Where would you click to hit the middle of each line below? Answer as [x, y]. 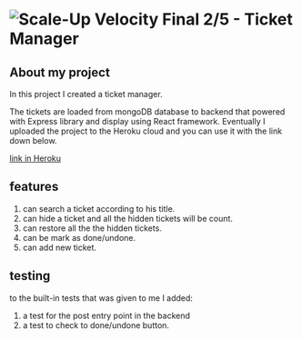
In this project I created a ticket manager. [86, 94]
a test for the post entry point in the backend [106, 315]
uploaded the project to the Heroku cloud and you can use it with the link [146, 131]
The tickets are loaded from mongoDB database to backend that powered [147, 112]
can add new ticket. [60, 247]
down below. [33, 140]
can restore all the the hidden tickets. [92, 228]
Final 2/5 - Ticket [228, 20]
